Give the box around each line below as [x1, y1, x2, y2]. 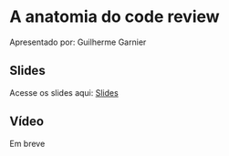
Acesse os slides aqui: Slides [9, 87, 119, 98]
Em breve [9, 138, 46, 149]
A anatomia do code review [9, 6, 221, 27]
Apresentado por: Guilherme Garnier [9, 36, 147, 47]
